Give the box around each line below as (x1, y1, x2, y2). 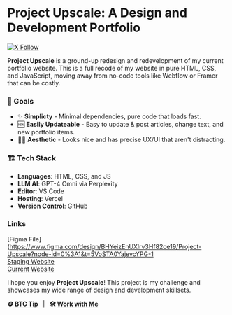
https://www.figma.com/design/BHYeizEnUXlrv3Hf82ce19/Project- (9, 242, 202, 251)
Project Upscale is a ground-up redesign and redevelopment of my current (7, 56, 224, 64)
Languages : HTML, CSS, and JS (17, 171, 112, 180)
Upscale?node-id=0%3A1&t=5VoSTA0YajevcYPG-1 (7, 250, 154, 258)
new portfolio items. (17, 128, 75, 136)
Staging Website (7, 257, 55, 265)
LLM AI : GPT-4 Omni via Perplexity (17, 179, 118, 188)
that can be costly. (7, 78, 61, 87)
